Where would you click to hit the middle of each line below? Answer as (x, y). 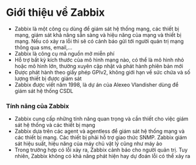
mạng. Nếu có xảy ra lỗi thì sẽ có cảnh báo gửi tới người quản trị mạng (99, 41)
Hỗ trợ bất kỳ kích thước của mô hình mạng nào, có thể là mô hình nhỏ (99, 60)
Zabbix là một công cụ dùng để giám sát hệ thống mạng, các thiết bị (97, 29)
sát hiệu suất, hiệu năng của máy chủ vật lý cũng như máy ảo (88, 144)
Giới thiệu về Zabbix (56, 13)
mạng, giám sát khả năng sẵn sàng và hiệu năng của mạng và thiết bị (98, 35)
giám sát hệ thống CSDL (44, 91)
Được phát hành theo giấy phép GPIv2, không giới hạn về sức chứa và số (102, 72)
